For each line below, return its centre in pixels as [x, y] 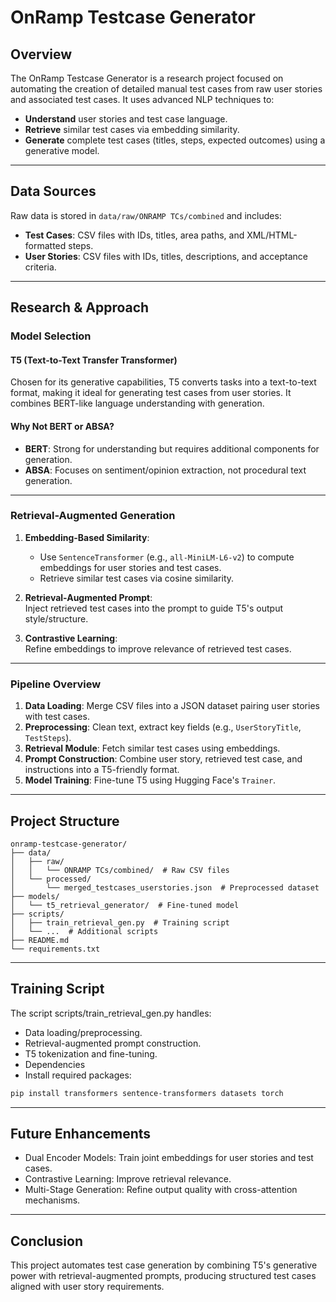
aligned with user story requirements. [87, 1287]
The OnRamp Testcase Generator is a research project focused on [147, 78]
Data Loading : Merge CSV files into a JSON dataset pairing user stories [172, 706]
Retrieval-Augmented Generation [93, 516]
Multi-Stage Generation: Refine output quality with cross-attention [161, 1190]
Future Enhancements [81, 1134]
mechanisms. [52, 1200]
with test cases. [57, 717]
